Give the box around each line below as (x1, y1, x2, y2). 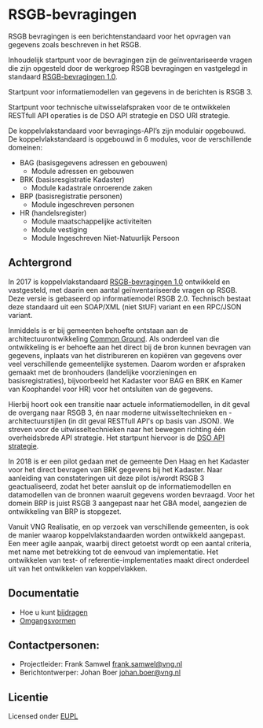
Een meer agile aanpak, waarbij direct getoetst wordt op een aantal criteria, (8, 538, 252, 548)
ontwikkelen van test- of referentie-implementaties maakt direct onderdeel (8, 555, 250, 564)
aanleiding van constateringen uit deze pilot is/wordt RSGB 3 (8, 473, 205, 482)
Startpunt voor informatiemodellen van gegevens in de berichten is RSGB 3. (8, 87, 253, 96)
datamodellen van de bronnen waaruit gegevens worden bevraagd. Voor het (8, 490, 255, 499)
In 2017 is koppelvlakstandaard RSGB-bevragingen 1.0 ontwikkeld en (8, 277, 230, 286)
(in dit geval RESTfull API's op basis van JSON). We (68, 416, 235, 426)
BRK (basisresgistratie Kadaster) (19, 175, 125, 184)
